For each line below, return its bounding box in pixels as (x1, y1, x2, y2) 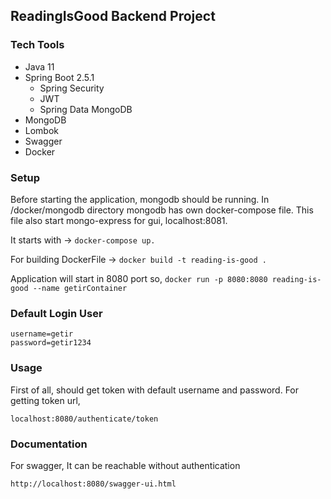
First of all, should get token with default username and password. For (10, 384, 300, 396)
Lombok (24, 124, 60, 136)
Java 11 (24, 60, 55, 73)
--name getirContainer (32, 283, 128, 293)
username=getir (10, 329, 74, 339)
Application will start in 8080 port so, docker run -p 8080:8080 (10, 272, 268, 284)
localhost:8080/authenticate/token (10, 414, 159, 424)
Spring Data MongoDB (39, 103, 133, 115)
